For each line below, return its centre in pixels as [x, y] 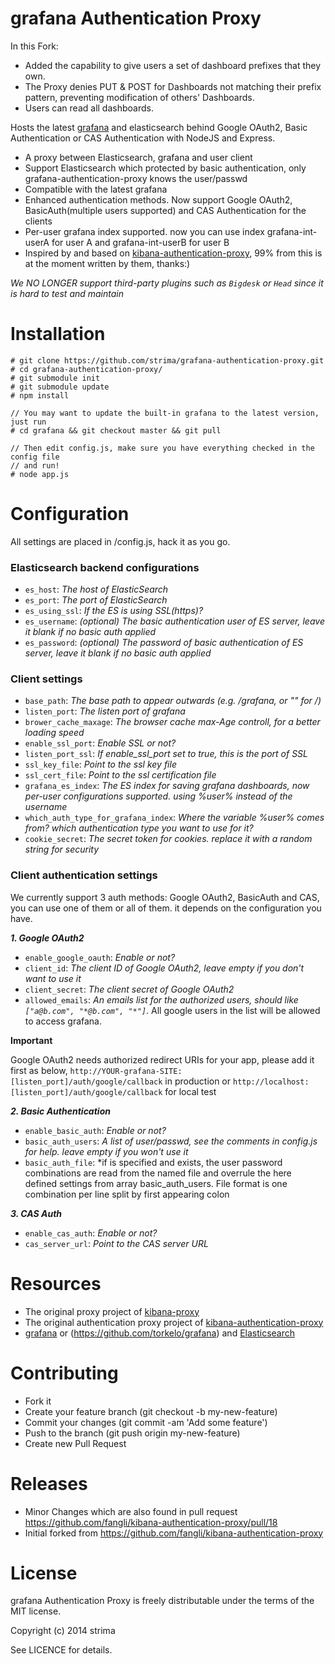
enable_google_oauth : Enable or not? [100, 957]
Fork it [38, 1401]
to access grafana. [63, 1021]
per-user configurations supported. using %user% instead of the [158, 796]
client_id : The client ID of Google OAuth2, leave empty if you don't [164, 968]
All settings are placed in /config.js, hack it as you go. [120, 541]
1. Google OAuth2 [47, 938]
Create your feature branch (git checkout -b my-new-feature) [151, 1411]
